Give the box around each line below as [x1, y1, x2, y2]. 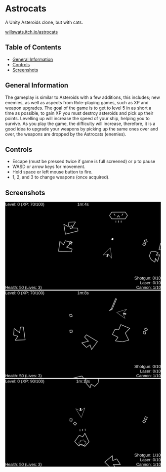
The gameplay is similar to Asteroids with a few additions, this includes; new [5, 94, 161, 100]
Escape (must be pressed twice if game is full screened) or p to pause [12, 159, 156, 165]
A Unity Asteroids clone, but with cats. [5, 19, 83, 25]
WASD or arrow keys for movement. [12, 164, 85, 170]
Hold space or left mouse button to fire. [12, 169, 93, 175]
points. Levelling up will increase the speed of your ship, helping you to [5, 115, 150, 121]
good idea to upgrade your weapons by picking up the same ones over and [5, 126, 158, 131]
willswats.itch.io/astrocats [5, 29, 58, 35]
